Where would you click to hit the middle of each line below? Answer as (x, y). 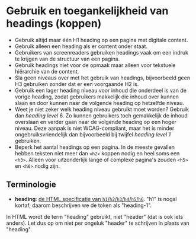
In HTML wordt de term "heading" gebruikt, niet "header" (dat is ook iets (95, 216)
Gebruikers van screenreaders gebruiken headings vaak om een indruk (101, 52)
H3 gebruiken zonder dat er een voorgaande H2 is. (77, 84)
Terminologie (31, 185)
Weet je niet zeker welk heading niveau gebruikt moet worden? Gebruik (102, 109)
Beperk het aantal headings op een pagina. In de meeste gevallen (94, 147)
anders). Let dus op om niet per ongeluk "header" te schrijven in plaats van (98, 223)
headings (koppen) (54, 23)
